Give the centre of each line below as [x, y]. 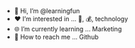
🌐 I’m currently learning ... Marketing [68, 29]
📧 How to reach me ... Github [56, 37]
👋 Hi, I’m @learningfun [47, 11]
